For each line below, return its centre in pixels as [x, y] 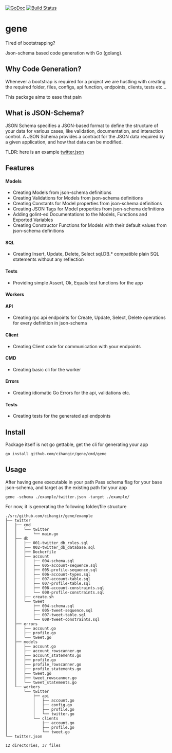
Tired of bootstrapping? [30, 43]
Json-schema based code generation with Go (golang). [64, 53]
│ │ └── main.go [32, 534]
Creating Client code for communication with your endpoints [77, 346]
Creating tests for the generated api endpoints [62, 416]
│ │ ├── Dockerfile [31, 552]
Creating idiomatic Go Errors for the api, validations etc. [72, 392]
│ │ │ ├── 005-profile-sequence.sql [51, 570]
